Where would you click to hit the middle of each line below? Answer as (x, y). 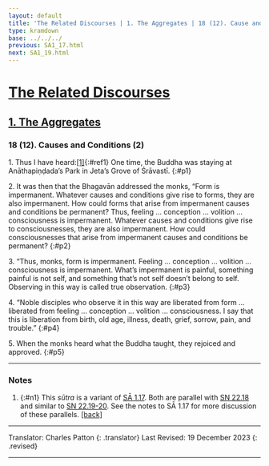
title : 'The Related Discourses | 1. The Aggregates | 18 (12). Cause (128, 23)
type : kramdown (34, 30)
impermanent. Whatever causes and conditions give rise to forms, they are (131, 195)
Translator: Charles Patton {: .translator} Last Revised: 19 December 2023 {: (133, 438)
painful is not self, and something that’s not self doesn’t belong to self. (124, 278)
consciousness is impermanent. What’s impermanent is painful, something (131, 270)
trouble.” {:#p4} (34, 327)
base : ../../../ (35, 38)
